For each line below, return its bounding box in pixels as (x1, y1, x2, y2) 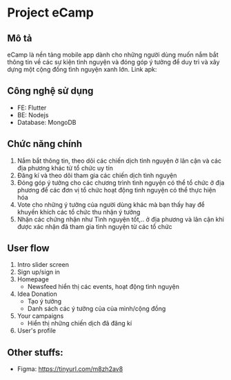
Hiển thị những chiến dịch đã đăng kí (27, 319, 132, 328)
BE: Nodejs (17, 110, 49, 119)
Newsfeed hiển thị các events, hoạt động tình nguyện (27, 283, 179, 291)
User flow (7, 243, 50, 254)
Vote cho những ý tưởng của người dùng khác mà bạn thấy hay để (17, 200, 205, 208)
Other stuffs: (7, 346, 63, 358)
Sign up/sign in (17, 268, 61, 277)
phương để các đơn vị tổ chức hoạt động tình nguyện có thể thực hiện (17, 186, 216, 194)
